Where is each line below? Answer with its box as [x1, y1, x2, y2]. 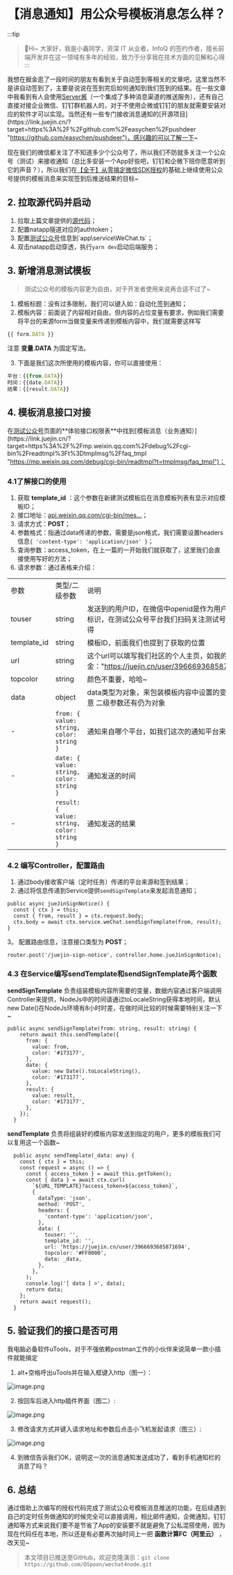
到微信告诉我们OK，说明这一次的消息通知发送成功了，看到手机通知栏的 [17, 1453, 221, 1462]
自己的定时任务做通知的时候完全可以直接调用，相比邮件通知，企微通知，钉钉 [7, 1512, 226, 1521]
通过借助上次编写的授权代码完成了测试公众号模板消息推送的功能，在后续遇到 [7, 1504, 226, 1512]
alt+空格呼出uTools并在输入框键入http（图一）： [17, 1368, 153, 1377]
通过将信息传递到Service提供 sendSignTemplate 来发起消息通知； [17, 887, 199, 895]
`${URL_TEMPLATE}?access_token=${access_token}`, [32, 1182, 178, 1189]
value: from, [32, 1043, 70, 1050]
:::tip [7, 29, 20, 38]
